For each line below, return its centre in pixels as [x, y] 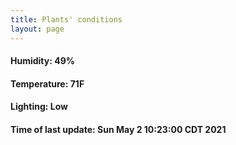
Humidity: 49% [42, 61]
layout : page [37, 29]
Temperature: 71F [47, 83]
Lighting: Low [39, 107]
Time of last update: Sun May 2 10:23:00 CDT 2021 [118, 129]
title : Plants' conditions [66, 19]
